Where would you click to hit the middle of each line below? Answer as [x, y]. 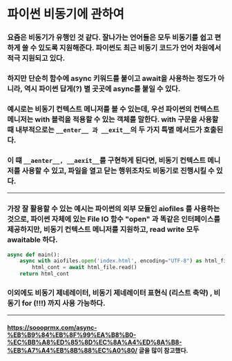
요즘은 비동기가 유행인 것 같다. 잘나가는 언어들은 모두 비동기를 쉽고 [110, 37]
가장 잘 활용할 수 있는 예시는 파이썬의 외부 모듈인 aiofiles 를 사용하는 [114, 209]
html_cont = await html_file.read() [85, 267]
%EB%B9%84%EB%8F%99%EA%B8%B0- [72, 335]
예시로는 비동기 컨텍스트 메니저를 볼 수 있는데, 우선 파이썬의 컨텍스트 [113, 109]
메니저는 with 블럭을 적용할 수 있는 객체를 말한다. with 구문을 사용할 [113, 119]
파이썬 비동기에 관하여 [66, 14]
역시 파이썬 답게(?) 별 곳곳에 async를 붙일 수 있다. [102, 89]
